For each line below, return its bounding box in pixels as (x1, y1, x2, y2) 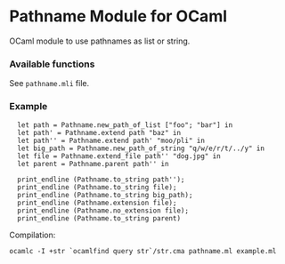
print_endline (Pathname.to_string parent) (17, 213, 181, 223)
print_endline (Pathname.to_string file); (17, 182, 177, 192)
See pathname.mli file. (9, 78, 90, 89)
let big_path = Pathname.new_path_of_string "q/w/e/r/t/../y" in (17, 144, 265, 153)
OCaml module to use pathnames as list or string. (9, 36, 191, 46)
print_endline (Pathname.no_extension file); (17, 206, 190, 215)
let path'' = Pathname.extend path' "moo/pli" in (17, 136, 205, 145)
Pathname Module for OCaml (9, 6, 228, 27)
